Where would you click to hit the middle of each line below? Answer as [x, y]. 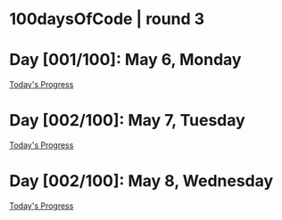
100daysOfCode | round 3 [107, 19]
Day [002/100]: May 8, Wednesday [141, 181]
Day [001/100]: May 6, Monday [125, 60]
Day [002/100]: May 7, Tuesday [127, 121]
